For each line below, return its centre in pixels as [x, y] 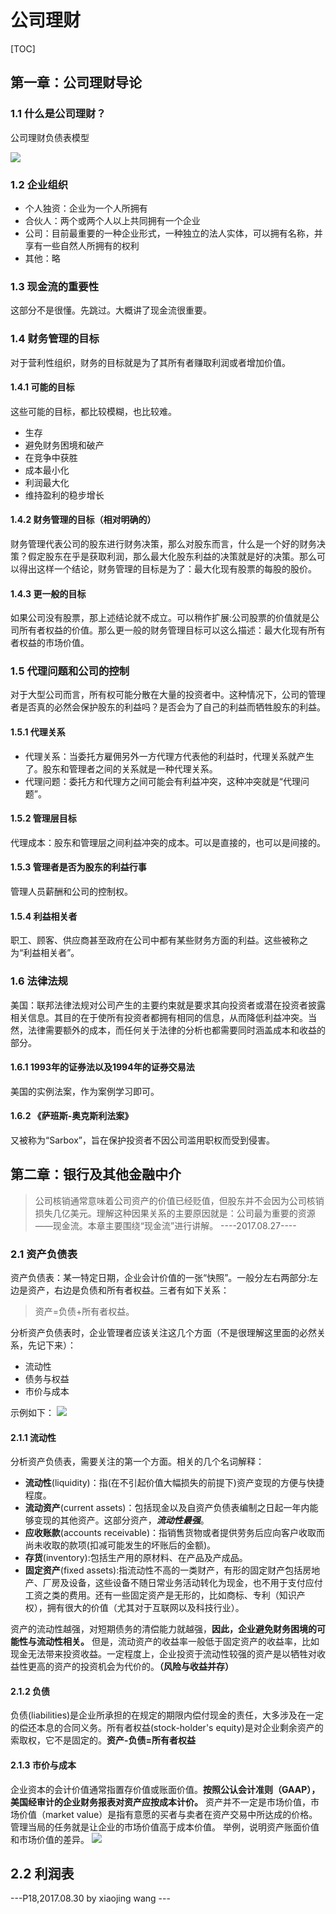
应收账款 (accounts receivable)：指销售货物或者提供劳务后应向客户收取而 [175, 1533]
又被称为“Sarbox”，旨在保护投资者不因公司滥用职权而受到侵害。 [142, 1140]
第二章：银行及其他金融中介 [96, 1174]
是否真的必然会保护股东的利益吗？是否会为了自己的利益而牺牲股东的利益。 [172, 707]
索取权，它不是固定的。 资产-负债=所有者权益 [103, 1740]
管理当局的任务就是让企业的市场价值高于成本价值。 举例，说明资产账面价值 [165, 1827]
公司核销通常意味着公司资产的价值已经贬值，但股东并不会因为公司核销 [179, 1200]
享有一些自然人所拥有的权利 [82, 245]
